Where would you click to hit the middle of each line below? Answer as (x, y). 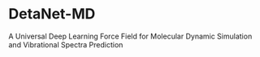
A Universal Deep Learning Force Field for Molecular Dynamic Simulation (130, 36)
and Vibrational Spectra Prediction (66, 44)
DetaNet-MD (52, 14)
